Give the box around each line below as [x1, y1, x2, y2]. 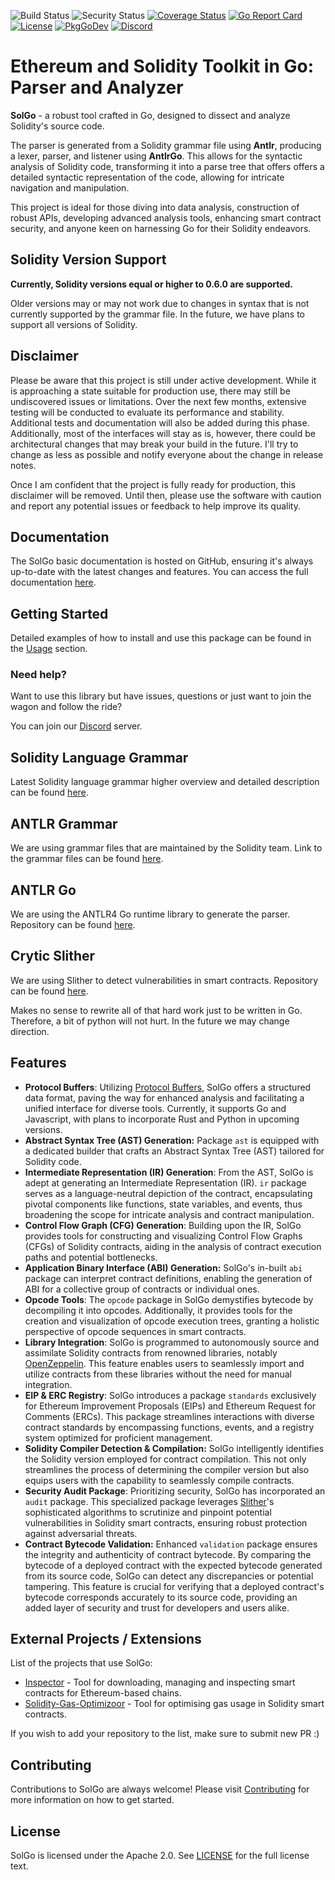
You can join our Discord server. [10, 720, 143, 732]
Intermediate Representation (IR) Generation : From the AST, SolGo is [24, 1166, 314, 1178]
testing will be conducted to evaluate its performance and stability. [10, 406, 285, 418]
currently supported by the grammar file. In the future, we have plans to [10, 308, 305, 320]
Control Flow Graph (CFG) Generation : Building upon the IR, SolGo [24, 1219, 302, 1231]
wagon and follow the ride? [10, 701, 123, 713]
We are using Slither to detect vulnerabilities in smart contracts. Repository [10, 974, 319, 986]
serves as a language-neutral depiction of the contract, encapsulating [24, 1187, 313, 1199]
